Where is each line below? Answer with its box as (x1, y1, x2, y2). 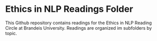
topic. (5, 30, 17, 36)
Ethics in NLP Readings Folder (5, 3, 133, 15)
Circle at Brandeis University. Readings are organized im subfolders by (5, 25, 152, 31)
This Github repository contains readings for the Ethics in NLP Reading (5, 20, 152, 26)
